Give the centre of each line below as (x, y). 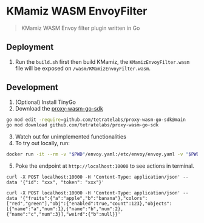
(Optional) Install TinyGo (45, 102)
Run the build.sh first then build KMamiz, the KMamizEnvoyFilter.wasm (102, 61)
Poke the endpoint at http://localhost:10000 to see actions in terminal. (104, 166)
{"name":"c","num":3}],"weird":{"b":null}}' (63, 214)
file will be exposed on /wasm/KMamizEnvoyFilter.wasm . (83, 68)
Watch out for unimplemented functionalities (70, 137)
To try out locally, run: (42, 143)
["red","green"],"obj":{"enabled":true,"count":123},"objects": (89, 204)
